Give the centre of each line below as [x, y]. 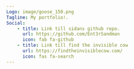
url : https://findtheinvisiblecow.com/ [72, 51]
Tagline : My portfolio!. [37, 17]
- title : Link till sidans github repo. [69, 28]
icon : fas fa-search [48, 56]
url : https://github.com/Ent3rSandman [71, 34]
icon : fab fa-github [48, 40]
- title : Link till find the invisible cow [73, 46]
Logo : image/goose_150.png [40, 12]
